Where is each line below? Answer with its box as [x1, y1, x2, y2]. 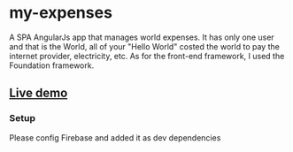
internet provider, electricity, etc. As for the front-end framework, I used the [9, 50, 285, 61]
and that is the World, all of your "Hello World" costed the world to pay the [9, 41, 281, 51]
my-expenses [9, 3, 113, 23]
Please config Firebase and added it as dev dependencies [9, 132, 221, 143]
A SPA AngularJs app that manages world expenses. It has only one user [9, 32, 274, 42]
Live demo [9, 86, 68, 101]
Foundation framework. [9, 60, 95, 71]
